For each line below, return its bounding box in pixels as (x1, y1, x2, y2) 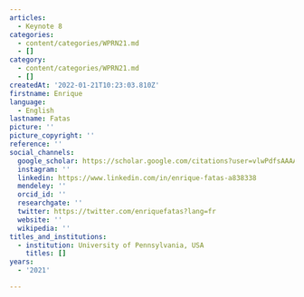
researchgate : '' (17, 198, 83, 208)
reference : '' (9, 139, 63, 148)
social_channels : (9, 148, 75, 157)
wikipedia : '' (17, 224, 71, 233)
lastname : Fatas (9, 114, 71, 123)
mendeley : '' (17, 182, 67, 191)
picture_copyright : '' (9, 131, 95, 140)
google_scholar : (17, 156, 79, 166)
